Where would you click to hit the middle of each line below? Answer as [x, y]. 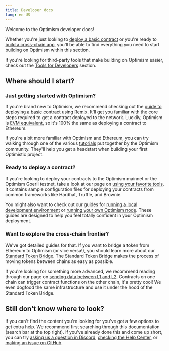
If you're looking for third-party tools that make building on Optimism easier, [84, 60]
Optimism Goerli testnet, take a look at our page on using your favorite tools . [85, 184]
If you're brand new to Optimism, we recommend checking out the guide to [83, 107]
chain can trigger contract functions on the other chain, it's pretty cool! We [83, 282]
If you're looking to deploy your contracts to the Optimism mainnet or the [81, 179]
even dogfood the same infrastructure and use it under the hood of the [79, 287]
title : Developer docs [29, 10]
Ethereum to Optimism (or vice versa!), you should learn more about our [80, 250]
